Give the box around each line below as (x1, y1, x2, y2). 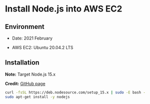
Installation (5, 59, 40, 67)
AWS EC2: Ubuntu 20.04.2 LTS (12, 45, 74, 50)
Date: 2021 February (12, 35, 53, 41)
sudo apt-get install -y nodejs (5, 94, 70, 99)
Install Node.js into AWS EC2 (5, 3, 123, 14)
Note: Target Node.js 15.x (5, 71, 56, 77)
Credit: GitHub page (5, 80, 46, 86)
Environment (5, 23, 45, 31)
